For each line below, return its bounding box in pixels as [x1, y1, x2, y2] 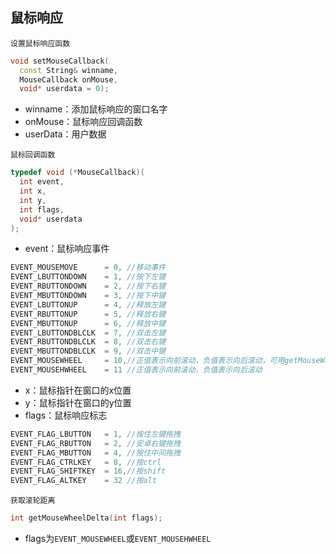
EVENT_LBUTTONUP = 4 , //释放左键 [10, 299, 167, 310]
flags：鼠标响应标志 [24, 409, 108, 421]
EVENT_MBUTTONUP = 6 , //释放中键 [10, 318, 167, 328]
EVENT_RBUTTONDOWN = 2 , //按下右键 [10, 281, 167, 292]
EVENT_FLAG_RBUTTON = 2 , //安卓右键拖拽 [10, 438, 181, 448]
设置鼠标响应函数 [10, 38, 71, 48]
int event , [19, 177, 65, 187]
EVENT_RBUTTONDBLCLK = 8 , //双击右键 [10, 337, 167, 347]
